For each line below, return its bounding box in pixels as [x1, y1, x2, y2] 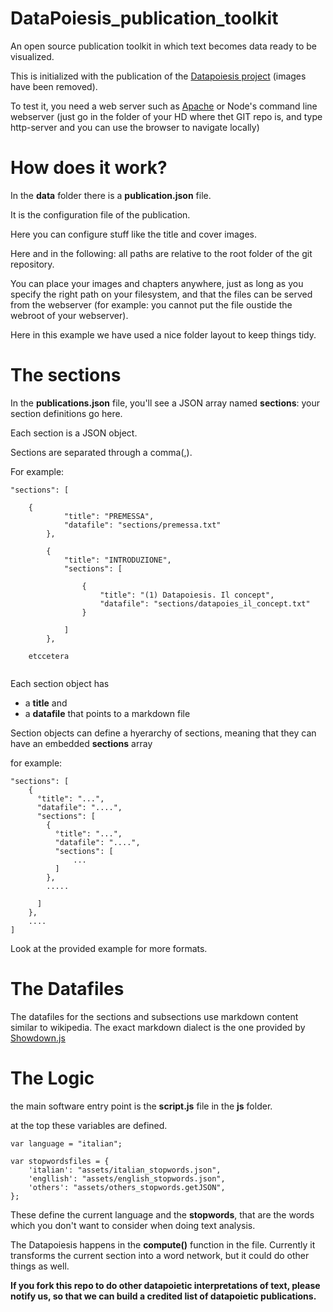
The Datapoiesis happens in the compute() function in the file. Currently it [10, 1238, 316, 1251]
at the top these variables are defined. [10, 1119, 168, 1131]
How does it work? [10, 157, 168, 179]
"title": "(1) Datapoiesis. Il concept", [99, 590, 275, 600]
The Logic [10, 1067, 95, 1089]
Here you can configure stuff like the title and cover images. [10, 228, 258, 240]
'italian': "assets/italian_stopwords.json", [28, 1165, 222, 1175]
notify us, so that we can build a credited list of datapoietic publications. [10, 1290, 317, 1302]
